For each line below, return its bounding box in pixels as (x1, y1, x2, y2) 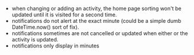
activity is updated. (11, 36, 59, 43)
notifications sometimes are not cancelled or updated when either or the (11, 30, 188, 37)
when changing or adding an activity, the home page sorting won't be (11, 5, 182, 12)
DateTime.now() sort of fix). (11, 23, 79, 30)
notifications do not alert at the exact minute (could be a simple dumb (11, 18, 182, 24)
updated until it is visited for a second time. (11, 11, 117, 18)
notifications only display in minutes (11, 42, 99, 49)
